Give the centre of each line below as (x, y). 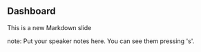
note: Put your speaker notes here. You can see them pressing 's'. (101, 41)
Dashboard (31, 11)
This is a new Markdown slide (49, 27)
